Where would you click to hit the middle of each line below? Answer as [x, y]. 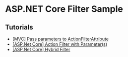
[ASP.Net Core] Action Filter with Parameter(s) [60, 44]
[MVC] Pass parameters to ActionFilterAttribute [61, 39]
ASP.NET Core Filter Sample [64, 9]
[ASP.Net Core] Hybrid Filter [41, 49]
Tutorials [19, 27]
